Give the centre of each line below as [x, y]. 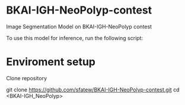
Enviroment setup [51, 62]
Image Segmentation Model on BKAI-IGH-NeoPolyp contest [79, 27]
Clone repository [27, 78]
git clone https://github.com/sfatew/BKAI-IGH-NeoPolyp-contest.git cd [93, 90]
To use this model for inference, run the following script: [75, 38]
